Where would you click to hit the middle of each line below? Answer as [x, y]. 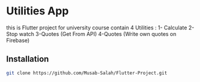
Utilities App [37, 11]
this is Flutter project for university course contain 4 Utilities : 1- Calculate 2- [100, 28]
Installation [28, 59]
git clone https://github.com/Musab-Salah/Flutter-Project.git [87, 73]
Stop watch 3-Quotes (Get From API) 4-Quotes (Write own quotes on [91, 34]
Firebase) [18, 40]
